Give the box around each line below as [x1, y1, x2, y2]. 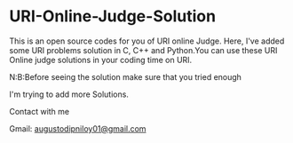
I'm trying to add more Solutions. [9, 89, 129, 99]
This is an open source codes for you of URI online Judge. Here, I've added [9, 36, 285, 46]
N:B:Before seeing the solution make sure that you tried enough [9, 71, 242, 82]
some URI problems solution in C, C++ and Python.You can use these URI [9, 44, 278, 55]
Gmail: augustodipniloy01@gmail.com [9, 123, 146, 134]
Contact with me [9, 106, 69, 116]
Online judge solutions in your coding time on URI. [9, 54, 193, 65]
